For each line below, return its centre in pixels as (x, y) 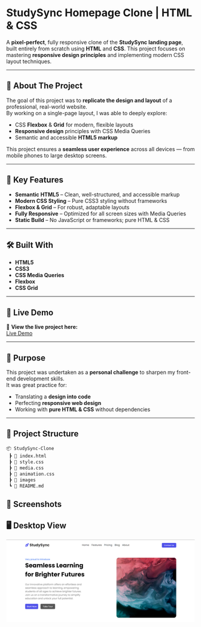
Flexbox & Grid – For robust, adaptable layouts (72, 207)
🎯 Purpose (26, 358)
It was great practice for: (36, 385)
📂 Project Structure (42, 434)
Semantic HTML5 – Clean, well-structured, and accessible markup (97, 194)
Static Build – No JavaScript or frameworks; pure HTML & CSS (92, 220)
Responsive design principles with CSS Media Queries (83, 131)
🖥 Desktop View (36, 525)
